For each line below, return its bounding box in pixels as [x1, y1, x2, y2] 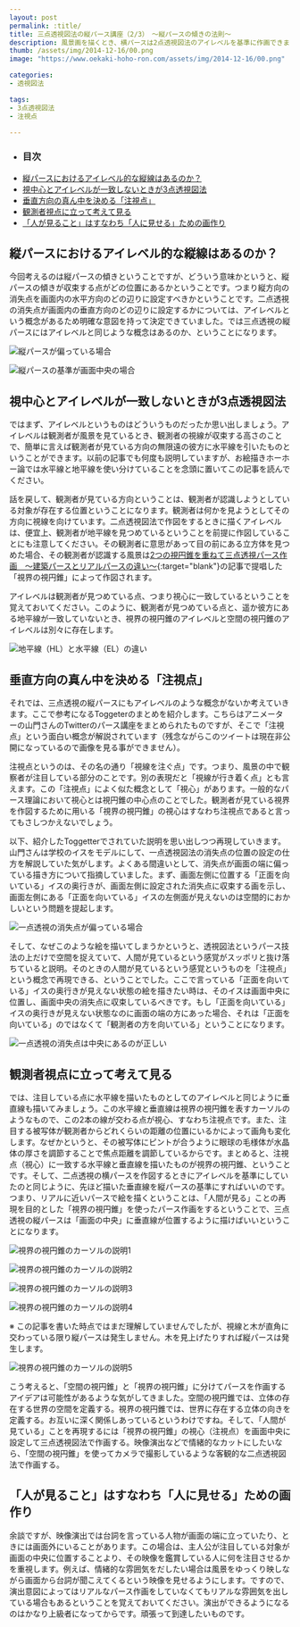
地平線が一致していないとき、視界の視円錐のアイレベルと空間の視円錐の [16, 613, 282, 624]
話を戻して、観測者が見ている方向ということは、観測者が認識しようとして [9, 494, 283, 505]
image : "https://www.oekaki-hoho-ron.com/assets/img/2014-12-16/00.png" [9, 54, 286, 63]
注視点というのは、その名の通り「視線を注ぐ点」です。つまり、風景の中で [9, 761, 283, 772]
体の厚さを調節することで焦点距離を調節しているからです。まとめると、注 [9, 1147, 281, 1158]
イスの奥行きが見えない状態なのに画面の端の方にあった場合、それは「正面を [9, 1008, 291, 1019]
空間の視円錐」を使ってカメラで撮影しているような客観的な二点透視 [28, 1448, 279, 1458]
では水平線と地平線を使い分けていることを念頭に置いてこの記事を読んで [24, 463, 290, 474]
